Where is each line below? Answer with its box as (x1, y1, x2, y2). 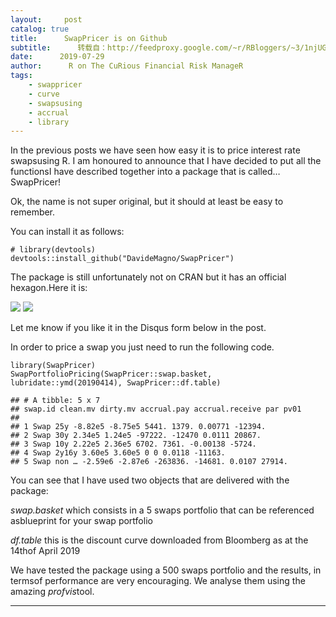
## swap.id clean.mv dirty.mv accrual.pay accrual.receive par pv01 (10, 404, 302, 415)
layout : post (10, 14, 83, 25)
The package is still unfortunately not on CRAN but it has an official (10, 271, 287, 283)
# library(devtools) (10, 245, 97, 255)
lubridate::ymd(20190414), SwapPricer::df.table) (10, 378, 222, 388)
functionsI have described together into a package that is (10, 166, 247, 178)
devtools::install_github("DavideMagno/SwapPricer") (10, 254, 235, 264)
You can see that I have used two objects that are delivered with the (10, 474, 290, 486)
